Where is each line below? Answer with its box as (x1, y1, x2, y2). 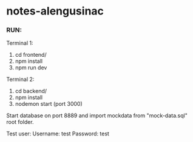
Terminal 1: (6, 39, 33, 47)
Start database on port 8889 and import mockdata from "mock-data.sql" (6, 112, 188, 119)
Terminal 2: (6, 76, 35, 83)
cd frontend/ (15, 51, 47, 59)
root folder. (6, 118, 35, 126)
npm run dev (15, 64, 47, 71)
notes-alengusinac (6, 4, 104, 18)
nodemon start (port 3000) (15, 100, 83, 108)
